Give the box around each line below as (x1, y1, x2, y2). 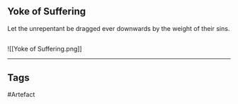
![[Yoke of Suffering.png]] (7, 45, 83, 53)
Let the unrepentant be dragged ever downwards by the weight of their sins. (7, 24, 230, 32)
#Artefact (7, 91, 35, 99)
